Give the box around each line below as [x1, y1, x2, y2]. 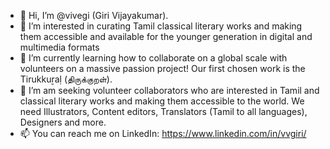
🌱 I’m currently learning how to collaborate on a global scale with [19, 52, 288, 64]
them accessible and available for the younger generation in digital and [19, 31, 313, 42]
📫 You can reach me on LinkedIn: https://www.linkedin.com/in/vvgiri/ [19, 128, 307, 139]
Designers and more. [19, 116, 107, 128]
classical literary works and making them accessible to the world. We [19, 95, 305, 107]
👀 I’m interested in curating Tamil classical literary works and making [19, 20, 303, 32]
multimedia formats [19, 41, 100, 53]
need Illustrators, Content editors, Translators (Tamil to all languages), [19, 106, 308, 117]
